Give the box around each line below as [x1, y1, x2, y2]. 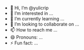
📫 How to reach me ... [10, 27, 58, 33]
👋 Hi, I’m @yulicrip [10, 5, 49, 11]
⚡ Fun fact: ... [10, 40, 38, 46]
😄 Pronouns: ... [10, 34, 43, 40]
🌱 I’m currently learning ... [10, 16, 65, 21]
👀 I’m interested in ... [10, 10, 53, 16]
